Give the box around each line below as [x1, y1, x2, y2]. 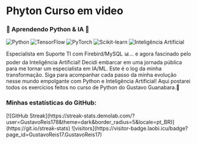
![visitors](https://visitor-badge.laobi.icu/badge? [71, 125, 188, 132]
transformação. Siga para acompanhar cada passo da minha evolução [6, 71, 177, 78]
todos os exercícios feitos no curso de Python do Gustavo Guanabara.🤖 [6, 84, 180, 91]
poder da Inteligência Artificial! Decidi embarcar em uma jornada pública [6, 59, 182, 66]
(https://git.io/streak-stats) [6, 125, 71, 132]
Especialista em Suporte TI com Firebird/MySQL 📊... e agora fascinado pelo [6, 50, 192, 57]
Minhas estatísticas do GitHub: [6, 99, 97, 107]
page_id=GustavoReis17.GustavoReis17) [6, 131, 102, 138]
